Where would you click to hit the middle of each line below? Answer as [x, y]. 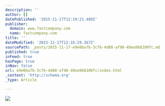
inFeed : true [19, 57]
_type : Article [21, 80]
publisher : [17, 24]
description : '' [22, 10]
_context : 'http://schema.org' [38, 75]
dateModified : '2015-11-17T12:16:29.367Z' [50, 43]
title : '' [16, 38]
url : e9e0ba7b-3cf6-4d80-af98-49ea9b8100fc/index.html [64, 71]
